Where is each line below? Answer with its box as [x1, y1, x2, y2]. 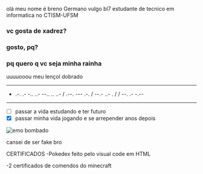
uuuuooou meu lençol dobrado [6, 73, 83, 81]
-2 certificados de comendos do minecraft [6, 162, 112, 169]
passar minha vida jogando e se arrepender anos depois [14, 115, 156, 122]
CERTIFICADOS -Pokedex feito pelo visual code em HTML [6, 150, 151, 158]
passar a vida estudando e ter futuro [14, 108, 106, 115]
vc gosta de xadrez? [6, 27, 67, 35]
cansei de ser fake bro [6, 139, 62, 146]
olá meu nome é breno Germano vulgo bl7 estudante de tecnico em [6, 5, 175, 12]
